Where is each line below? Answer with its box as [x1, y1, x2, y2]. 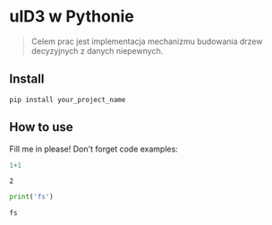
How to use [9, 119, 73, 135]
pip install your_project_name [9, 95, 126, 104]
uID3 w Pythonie [9, 6, 134, 27]
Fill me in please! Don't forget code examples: [9, 143, 179, 154]
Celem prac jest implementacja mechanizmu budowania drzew [30, 36, 263, 47]
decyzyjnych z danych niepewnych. [30, 45, 164, 56]
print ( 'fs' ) [9, 193, 54, 202]
